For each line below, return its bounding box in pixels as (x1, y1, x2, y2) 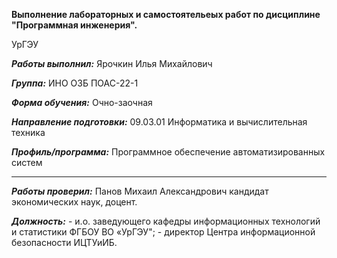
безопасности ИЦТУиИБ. (11, 237, 118, 248)
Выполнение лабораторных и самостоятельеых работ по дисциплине (11, 9, 321, 20)
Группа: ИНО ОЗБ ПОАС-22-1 (11, 77, 139, 89)
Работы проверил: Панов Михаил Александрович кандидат (11, 185, 269, 197)
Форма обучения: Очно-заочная (11, 97, 153, 108)
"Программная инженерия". (11, 19, 138, 31)
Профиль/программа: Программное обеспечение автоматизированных (11, 146, 326, 158)
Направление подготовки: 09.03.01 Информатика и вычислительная (11, 116, 308, 128)
